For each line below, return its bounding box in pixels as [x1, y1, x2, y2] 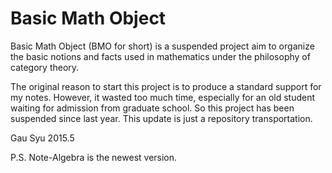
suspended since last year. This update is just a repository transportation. [10, 112, 313, 124]
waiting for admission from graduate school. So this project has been [10, 102, 295, 114]
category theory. [10, 61, 80, 73]
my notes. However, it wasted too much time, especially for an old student [10, 91, 316, 103]
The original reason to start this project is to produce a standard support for [10, 80, 322, 92]
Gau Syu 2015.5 [10, 132, 75, 144]
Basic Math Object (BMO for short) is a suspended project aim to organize [10, 40, 315, 52]
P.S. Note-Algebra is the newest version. [10, 151, 178, 163]
